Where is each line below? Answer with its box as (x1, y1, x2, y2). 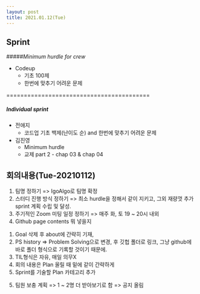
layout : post (6, 8, 39, 15)
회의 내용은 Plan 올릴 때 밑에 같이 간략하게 (15, 261, 115, 269)
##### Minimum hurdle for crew (6, 53, 86, 61)
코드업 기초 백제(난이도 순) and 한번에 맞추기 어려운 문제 (24, 129, 157, 136)
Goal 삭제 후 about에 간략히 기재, (15, 231, 94, 238)
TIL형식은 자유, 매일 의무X (15, 253, 77, 261)
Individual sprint (6, 105, 49, 113)
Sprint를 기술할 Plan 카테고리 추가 (15, 269, 96, 276)
